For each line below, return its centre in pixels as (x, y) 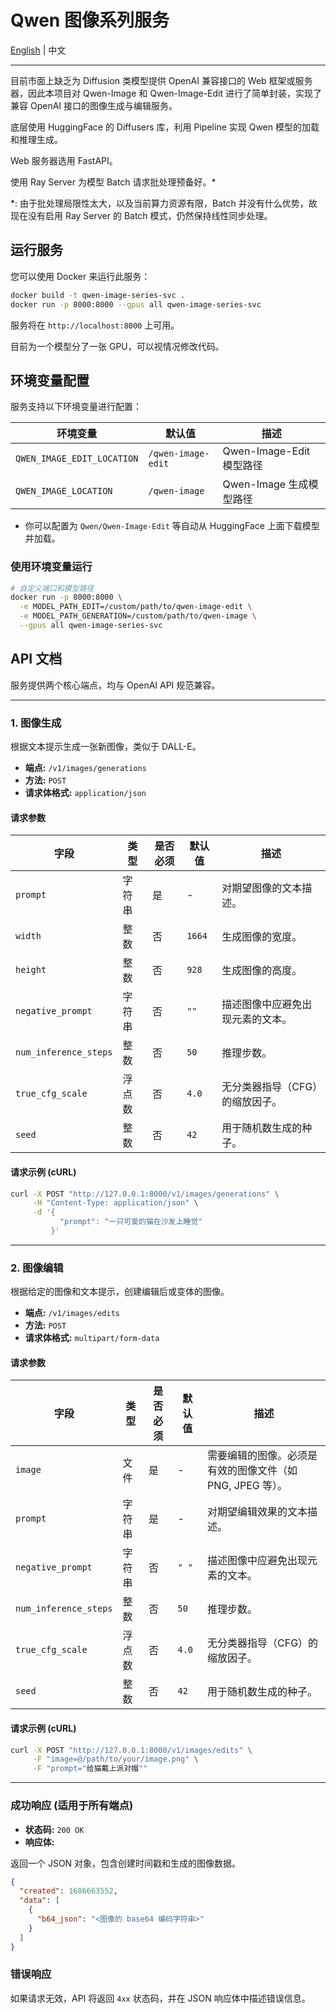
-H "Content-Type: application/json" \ (115, 1203)
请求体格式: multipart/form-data (92, 1338)
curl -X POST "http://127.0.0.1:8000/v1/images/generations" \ (145, 1194)
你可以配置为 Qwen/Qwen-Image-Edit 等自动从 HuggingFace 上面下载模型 (172, 526)
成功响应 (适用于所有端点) (72, 1806)
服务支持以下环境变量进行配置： (76, 407)
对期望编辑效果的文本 (257, 1512)
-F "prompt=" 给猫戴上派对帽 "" (90, 1769)
